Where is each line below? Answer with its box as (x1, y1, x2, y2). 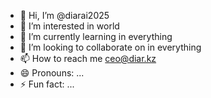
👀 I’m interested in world (19, 20, 120, 32)
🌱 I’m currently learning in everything (19, 31, 173, 42)
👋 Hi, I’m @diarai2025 (19, 10, 110, 21)
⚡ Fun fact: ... (19, 78, 75, 90)
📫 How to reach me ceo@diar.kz (19, 53, 157, 64)
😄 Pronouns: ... (19, 67, 85, 79)
